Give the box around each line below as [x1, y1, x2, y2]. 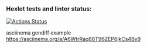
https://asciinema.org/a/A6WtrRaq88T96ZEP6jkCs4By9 [6, 36, 141, 43]
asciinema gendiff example [6, 29, 71, 36]
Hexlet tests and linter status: [6, 5, 92, 13]
